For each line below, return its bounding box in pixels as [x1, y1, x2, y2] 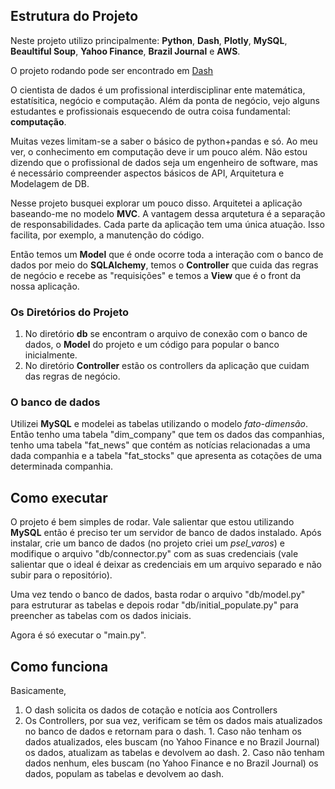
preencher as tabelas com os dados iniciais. [10, 610, 192, 622]
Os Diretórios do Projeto [10, 305, 130, 319]
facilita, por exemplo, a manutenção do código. [10, 229, 205, 241]
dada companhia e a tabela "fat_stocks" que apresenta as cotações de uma [10, 450, 323, 462]
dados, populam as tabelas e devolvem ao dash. [24, 768, 225, 780]
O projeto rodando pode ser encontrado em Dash [10, 64, 214, 76]
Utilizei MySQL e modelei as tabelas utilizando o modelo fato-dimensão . [10, 418, 309, 430]
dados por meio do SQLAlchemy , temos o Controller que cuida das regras [10, 259, 319, 271]
